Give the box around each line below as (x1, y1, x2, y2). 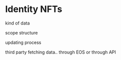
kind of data (5, 20, 30, 26)
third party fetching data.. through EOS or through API (5, 49, 116, 55)
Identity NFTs (5, 3, 62, 15)
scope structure (5, 29, 38, 35)
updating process (5, 39, 41, 45)
